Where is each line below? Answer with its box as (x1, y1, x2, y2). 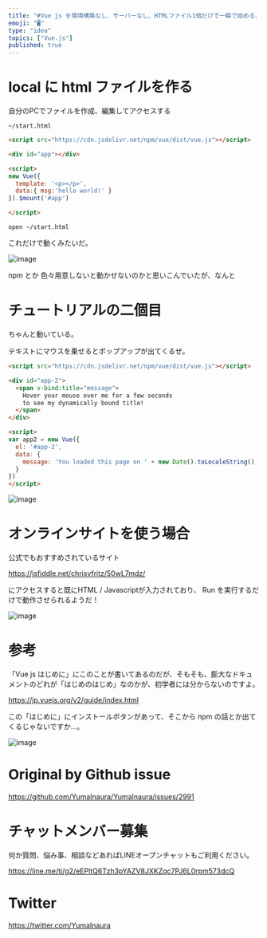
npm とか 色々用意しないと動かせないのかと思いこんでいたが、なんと (8, 270, 237, 280)
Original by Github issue (8, 766, 171, 784)
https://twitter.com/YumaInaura (8, 920, 112, 930)
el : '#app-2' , (15, 443, 62, 451)
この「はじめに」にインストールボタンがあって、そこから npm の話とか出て (8, 711, 257, 721)
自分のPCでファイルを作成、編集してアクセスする (8, 106, 171, 116)
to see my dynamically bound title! (22, 399, 145, 407)
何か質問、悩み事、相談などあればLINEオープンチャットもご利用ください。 (8, 850, 253, 860)
